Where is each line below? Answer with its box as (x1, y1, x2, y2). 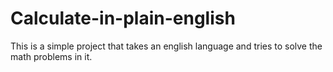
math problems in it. (10, 50, 93, 62)
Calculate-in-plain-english (10, 7, 236, 30)
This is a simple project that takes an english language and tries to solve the (10, 40, 323, 52)
